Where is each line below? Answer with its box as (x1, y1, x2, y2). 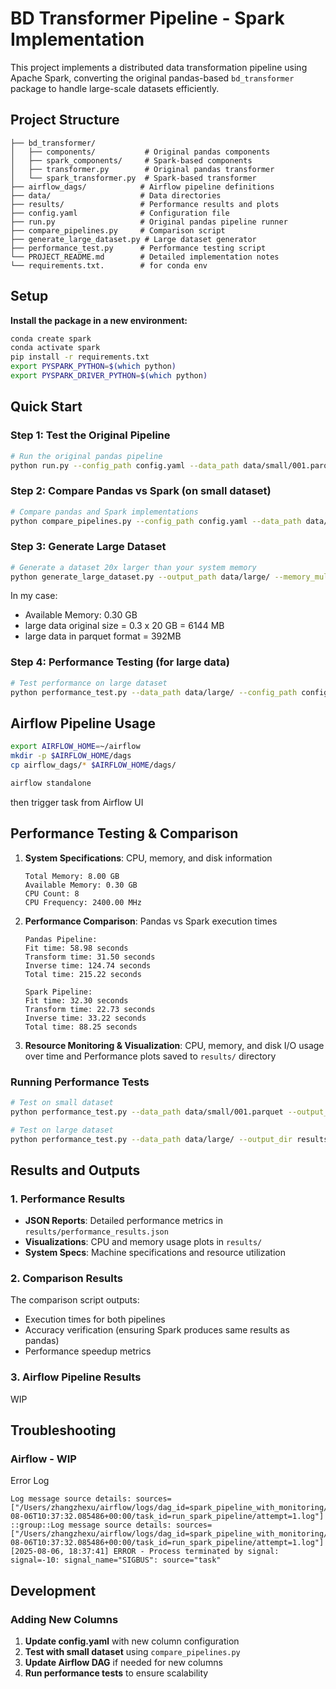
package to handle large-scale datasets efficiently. (10, 82, 220, 94)
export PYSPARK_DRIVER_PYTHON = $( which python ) (10, 371, 208, 381)
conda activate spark (10, 343, 101, 353)
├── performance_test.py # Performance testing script (10, 243, 267, 253)
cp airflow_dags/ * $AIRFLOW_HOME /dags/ (10, 760, 177, 771)
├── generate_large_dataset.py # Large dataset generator (10, 234, 257, 244)
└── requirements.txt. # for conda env (10, 260, 208, 271)
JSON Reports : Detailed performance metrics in (24, 1215, 223, 1227)
